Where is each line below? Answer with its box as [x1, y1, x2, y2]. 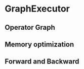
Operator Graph [5, 23, 55, 32]
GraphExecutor [5, 3, 70, 15]
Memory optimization [5, 40, 74, 48]
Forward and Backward [5, 57, 79, 66]
